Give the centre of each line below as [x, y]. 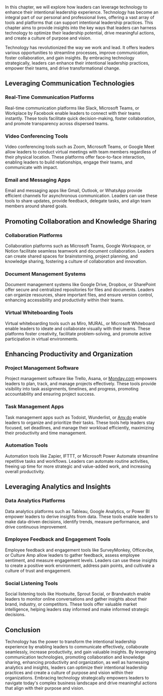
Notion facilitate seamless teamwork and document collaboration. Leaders [80, 251]
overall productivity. [25, 471]
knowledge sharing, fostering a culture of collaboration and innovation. [76, 261]
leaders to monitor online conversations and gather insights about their [76, 599]
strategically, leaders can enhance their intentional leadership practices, [77, 63]
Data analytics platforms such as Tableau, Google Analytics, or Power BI [77, 511]
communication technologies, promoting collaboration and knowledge [75, 657]
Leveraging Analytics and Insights [58, 487]
